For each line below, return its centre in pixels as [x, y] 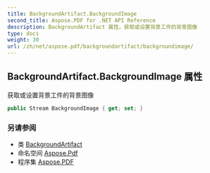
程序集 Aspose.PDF [45, 162]
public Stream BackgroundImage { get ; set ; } [75, 108]
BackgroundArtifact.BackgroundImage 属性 [105, 77]
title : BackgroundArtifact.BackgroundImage [72, 14]
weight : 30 [23, 40]
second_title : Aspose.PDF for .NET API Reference [82, 20]
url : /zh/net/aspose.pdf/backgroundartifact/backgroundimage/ [100, 46]
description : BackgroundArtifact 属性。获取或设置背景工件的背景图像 [103, 27]
